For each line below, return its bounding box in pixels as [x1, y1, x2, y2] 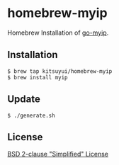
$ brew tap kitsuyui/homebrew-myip [7, 67, 113, 75]
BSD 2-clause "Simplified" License [7, 150, 108, 159]
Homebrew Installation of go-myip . [7, 28, 109, 37]
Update [7, 93, 41, 106]
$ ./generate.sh [7, 112, 55, 119]
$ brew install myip [7, 74, 69, 81]
